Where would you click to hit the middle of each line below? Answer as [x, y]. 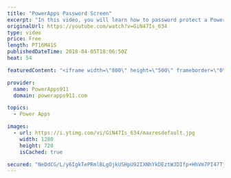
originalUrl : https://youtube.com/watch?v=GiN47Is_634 [87, 26]
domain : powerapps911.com [51, 96]
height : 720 [36, 145]
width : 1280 [36, 139]
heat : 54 [20, 58]
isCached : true [41, 152]
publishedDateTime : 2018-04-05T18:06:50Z [67, 52]
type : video [24, 33]
